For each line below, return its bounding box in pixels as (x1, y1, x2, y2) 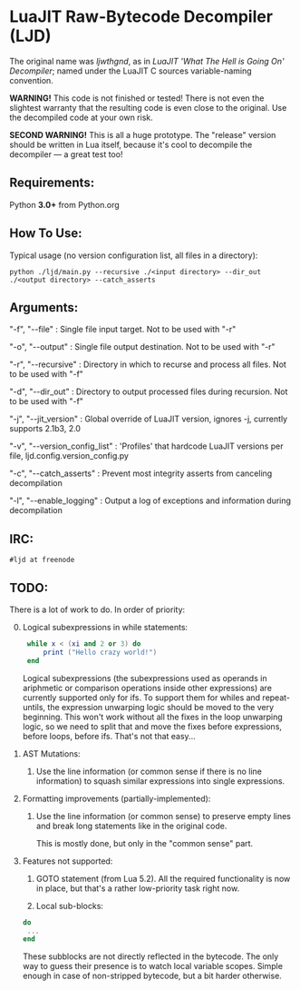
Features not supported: (22, 856, 113, 866)
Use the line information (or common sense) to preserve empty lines (35, 810, 292, 821)
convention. (9, 74, 54, 85)
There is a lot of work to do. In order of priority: (9, 604, 186, 615)
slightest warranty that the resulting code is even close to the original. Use (9, 102, 287, 113)
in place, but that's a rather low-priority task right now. (35, 883, 240, 894)
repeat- (262, 692, 291, 703)
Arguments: (9, 300, 79, 315)
